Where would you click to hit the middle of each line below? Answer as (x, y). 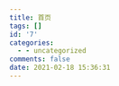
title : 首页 (30, 17)
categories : (32, 43)
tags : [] (26, 26)
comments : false (40, 59)
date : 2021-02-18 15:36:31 (60, 68)
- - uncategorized (52, 51)
